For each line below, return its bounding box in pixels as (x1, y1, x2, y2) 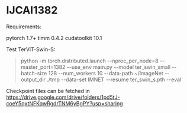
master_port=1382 (20, 63, 66, 71)
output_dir (20, 76, 46, 83)
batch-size (20, 69, 47, 77)
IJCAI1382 (6, 4, 58, 17)
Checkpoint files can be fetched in (6, 87, 90, 94)
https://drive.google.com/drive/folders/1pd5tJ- (6, 94, 120, 101)
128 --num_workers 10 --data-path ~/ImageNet (48, 69, 164, 77)
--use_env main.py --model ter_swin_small (66, 63, 170, 71)
